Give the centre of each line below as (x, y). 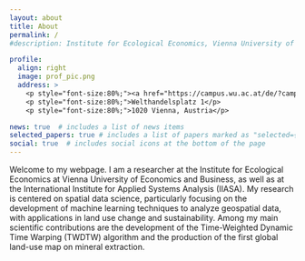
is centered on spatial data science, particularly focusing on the (128, 198)
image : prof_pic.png (56, 77)
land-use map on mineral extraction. (77, 247)
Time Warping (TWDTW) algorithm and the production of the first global (144, 237)
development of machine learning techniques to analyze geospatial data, (145, 208)
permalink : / (34, 35)
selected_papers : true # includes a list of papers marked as (129, 136)
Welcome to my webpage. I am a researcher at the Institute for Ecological (147, 170)
